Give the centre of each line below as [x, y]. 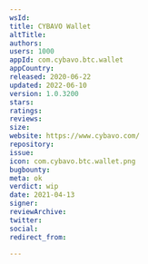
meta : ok [26, 178]
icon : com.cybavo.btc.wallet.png [73, 161]
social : [24, 229]
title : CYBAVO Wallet [50, 26]
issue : [22, 152]
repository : [32, 144]
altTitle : [28, 34]
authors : [26, 43]
